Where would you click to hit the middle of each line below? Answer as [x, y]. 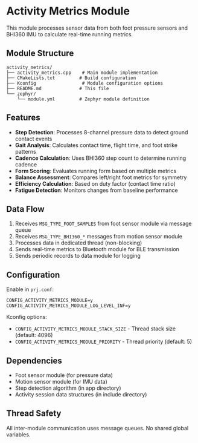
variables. [18, 435]
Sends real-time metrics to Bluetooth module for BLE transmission [97, 249]
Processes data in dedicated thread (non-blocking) [78, 243]
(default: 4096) [34, 335]
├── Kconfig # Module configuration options [85, 83]
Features [23, 118]
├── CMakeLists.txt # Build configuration [71, 78]
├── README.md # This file [58, 88]
